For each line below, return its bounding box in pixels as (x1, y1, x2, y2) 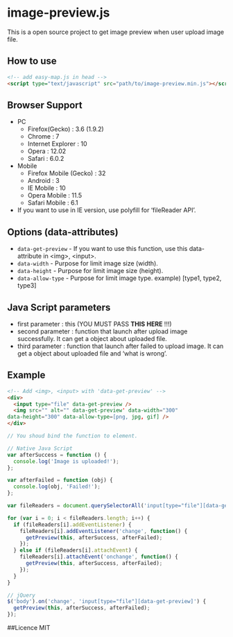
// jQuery (7, 591, 36, 599)
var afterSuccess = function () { (7, 451, 107, 458)
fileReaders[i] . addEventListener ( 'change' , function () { (19, 527, 188, 534)
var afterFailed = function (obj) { (7, 477, 113, 484)
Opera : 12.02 (27, 147, 67, 155)
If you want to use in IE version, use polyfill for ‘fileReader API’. (17, 206, 196, 214)
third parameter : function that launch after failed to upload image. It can (17, 342, 224, 350)
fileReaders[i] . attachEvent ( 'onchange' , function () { (19, 553, 178, 561)
